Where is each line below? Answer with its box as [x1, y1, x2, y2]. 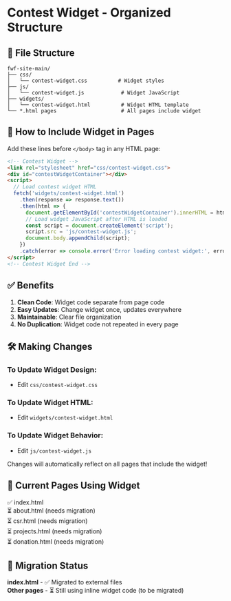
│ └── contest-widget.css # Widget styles [7, 77, 165, 84]
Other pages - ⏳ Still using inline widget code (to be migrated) [7, 587, 184, 595]
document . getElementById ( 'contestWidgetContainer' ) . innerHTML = [25, 209, 214, 216]
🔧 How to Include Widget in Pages [7, 126, 155, 138]
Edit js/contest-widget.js [16, 446, 91, 455]
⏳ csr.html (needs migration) [7, 516, 88, 525]
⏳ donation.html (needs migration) [7, 537, 104, 546]
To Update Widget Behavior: [7, 431, 104, 440]
